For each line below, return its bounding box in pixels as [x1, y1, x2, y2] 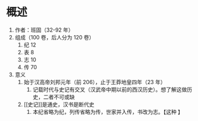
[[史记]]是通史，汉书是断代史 [23, 101, 95, 108]
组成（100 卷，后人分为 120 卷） [14, 33, 95, 41]
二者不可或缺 [43, 93, 75, 100]
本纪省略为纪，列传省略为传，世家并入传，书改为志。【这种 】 [32, 108, 184, 115]
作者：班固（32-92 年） [14, 26, 74, 33]
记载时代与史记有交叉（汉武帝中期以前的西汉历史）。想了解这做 [32, 86, 187, 93]
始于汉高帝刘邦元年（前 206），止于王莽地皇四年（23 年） [23, 78, 166, 85]
